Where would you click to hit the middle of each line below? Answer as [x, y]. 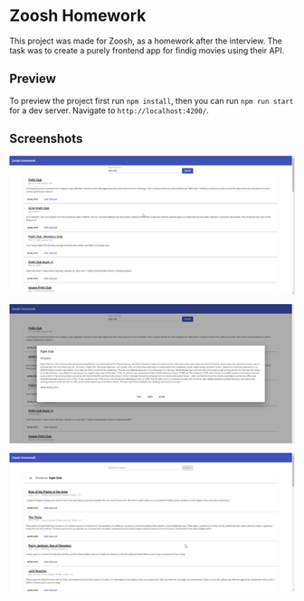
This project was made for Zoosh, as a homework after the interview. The [146, 41]
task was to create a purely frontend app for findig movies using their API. [147, 50]
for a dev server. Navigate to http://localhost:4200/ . [109, 110]
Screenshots [46, 139]
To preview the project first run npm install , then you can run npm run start [152, 100]
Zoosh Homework [78, 16]
